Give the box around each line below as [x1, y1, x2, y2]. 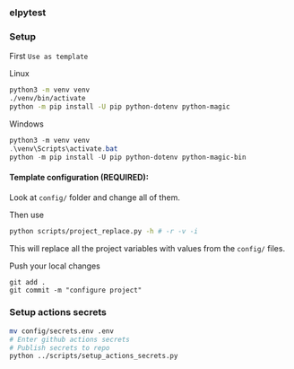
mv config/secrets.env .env [9, 326, 115, 336]
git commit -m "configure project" [9, 286, 143, 294]
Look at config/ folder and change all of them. [9, 191, 181, 203]
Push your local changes [9, 260, 100, 271]
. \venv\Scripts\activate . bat [9, 144, 118, 154]
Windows [9, 119, 45, 129]
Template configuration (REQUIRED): [9, 172, 150, 183]
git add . [9, 277, 47, 286]
